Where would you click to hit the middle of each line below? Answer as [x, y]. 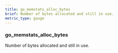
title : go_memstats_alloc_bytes [38, 9]
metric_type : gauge [25, 18]
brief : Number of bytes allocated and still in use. [59, 14]
